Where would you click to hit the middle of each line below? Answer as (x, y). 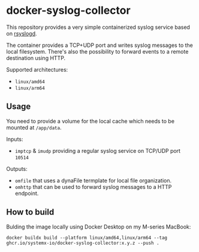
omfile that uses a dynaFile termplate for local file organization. (93, 180)
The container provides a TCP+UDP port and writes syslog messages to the (99, 45)
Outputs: (17, 168)
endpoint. (27, 193)
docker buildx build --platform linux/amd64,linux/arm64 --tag (87, 238)
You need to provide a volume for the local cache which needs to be (91, 121)
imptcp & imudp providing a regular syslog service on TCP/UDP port (98, 150)
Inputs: (15, 139)
